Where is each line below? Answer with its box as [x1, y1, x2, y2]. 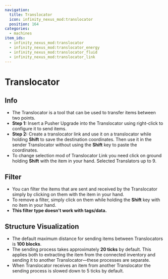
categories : [5, 26, 30, 31]
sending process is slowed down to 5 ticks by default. [12, 268, 124, 273]
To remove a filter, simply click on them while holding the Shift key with [12, 197, 160, 203]
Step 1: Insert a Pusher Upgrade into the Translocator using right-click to [12, 120, 163, 126]
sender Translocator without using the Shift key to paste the [12, 142, 137, 148]
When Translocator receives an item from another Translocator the [12, 262, 151, 268]
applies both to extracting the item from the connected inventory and [12, 252, 156, 258]
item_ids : [5, 36, 26, 41]
